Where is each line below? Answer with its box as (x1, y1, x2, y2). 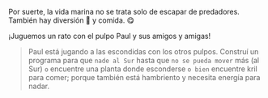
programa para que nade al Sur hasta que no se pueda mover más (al (28, 56, 260, 65)
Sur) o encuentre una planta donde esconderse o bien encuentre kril (28, 64, 257, 74)
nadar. (28, 81, 50, 91)
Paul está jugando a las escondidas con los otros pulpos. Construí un (28, 47, 259, 56)
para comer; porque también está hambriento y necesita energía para (28, 73, 261, 82)
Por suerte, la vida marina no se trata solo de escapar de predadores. (8, 7, 240, 16)
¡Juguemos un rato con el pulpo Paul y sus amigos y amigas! (8, 32, 211, 40)
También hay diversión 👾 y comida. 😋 (8, 15, 135, 25)
